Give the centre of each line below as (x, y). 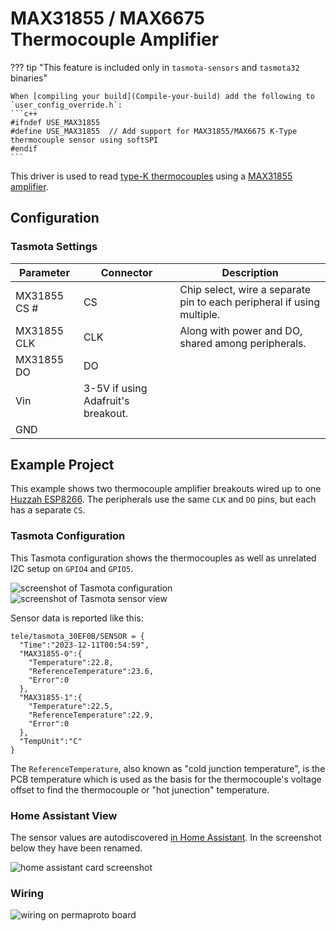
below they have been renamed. (76, 848)
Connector (126, 272)
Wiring (27, 893)
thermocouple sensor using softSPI (84, 140)
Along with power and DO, (241, 330)
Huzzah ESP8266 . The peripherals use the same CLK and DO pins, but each (163, 499)
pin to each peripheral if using (250, 302)
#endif (24, 148)
